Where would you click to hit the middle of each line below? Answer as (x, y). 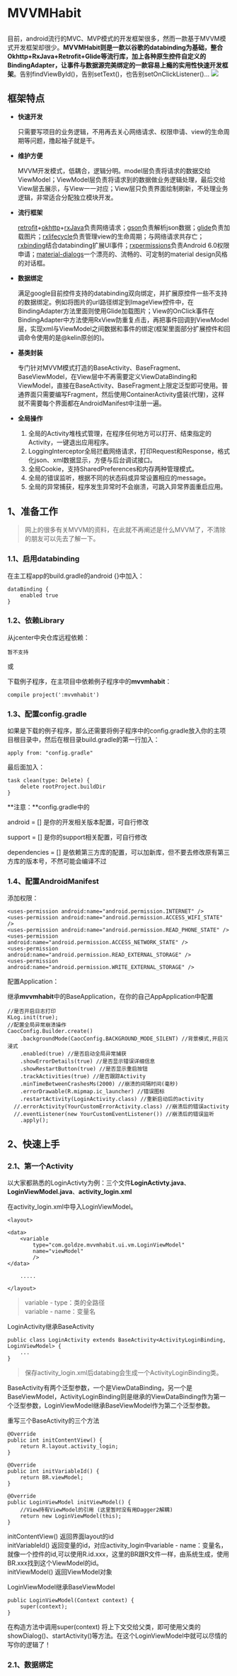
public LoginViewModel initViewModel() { (69, 1503)
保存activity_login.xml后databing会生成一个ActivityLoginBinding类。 (123, 1373)
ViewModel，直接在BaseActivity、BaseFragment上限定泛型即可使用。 (120, 385)
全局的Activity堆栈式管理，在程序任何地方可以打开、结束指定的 (120, 434)
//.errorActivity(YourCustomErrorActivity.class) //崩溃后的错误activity (121, 1107)
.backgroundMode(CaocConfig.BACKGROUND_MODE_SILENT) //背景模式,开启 (121, 1039)
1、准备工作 (33, 511)
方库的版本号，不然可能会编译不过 (57, 861)
